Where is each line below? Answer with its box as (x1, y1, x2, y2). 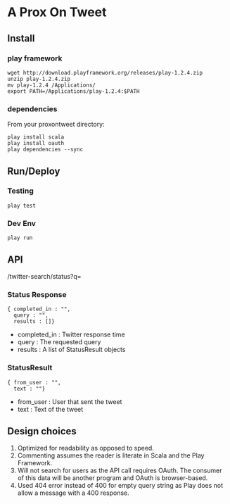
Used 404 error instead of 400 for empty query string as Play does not (17, 481, 224, 490)
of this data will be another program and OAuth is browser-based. (17, 474, 208, 482)
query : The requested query (17, 338, 101, 346)
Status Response (7, 289, 67, 299)
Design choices (7, 425, 77, 437)
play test (7, 202, 37, 209)
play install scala (7, 134, 65, 141)
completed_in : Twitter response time (17, 330, 125, 339)
